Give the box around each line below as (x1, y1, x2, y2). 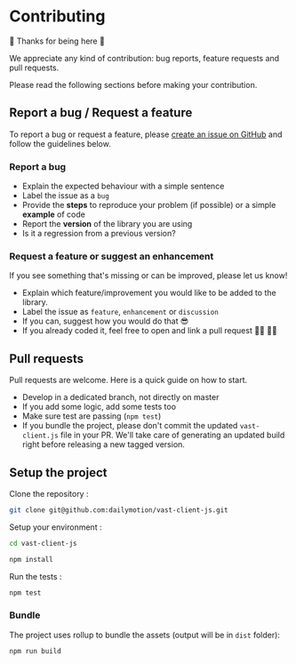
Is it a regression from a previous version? (21, 228, 176, 239)
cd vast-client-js (9, 539, 77, 548)
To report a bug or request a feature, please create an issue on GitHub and (9, 129, 283, 140)
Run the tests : (9, 571, 62, 581)
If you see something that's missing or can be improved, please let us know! (9, 270, 288, 281)
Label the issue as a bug (21, 190, 109, 201)
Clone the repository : (9, 488, 89, 499)
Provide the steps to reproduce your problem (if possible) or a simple (21, 200, 276, 211)
